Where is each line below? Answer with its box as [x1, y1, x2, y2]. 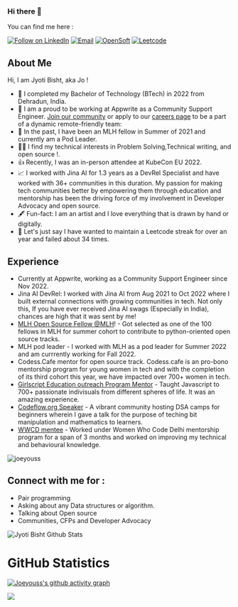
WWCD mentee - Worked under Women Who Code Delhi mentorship [17, 425, 220, 434]
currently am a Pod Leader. [17, 135, 97, 144]
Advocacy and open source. [17, 202, 101, 210]
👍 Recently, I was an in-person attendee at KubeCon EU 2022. [17, 158, 202, 166]
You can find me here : [7, 23, 74, 31]
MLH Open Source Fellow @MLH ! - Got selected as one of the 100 [17, 319, 212, 328]
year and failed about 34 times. [17, 235, 109, 244]
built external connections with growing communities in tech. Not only [17, 296, 222, 305]
